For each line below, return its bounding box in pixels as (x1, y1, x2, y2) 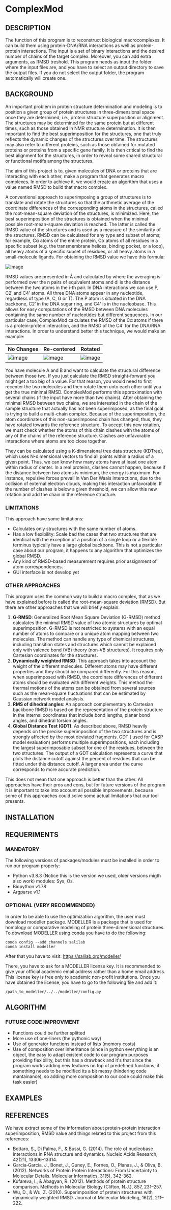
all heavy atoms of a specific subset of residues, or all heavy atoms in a (5, 248, 155, 254)
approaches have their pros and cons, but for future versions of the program (5, 782, 165, 788)
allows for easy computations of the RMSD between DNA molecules (5, 306, 148, 312)
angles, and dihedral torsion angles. (12, 717, 88, 724)
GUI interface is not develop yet (12, 569, 79, 576)
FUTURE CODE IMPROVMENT (5, 1019, 80, 1026)
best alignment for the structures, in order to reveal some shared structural (5, 152, 162, 159)
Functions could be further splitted (12, 1030, 85, 1036)
